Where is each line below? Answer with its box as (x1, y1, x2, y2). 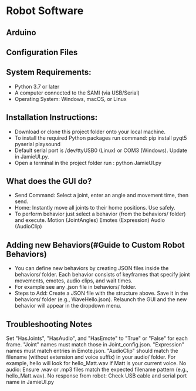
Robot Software (6, 4, 84, 18)
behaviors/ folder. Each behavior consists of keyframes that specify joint (14, 271, 190, 278)
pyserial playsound (14, 140, 60, 147)
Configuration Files (6, 47, 78, 57)
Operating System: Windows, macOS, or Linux (14, 95, 127, 102)
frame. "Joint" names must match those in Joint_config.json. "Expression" (6, 341, 185, 348)
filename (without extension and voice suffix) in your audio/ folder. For (6, 353, 176, 360)
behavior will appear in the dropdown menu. (14, 302, 121, 309)
